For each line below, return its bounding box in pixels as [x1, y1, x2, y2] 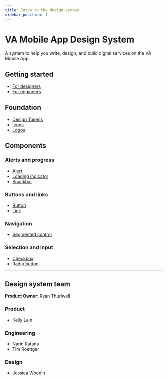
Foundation [5, 103, 41, 112]
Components [5, 141, 46, 150]
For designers [12, 83, 41, 89]
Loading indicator [12, 173, 49, 179]
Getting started [5, 70, 54, 78]
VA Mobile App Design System [5, 34, 135, 45]
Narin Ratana [12, 341, 39, 347]
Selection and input [5, 244, 53, 251]
